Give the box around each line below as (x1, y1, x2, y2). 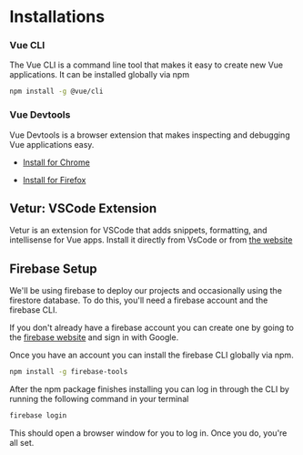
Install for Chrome (22, 157, 91, 168)
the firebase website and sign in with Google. (9, 332, 179, 343)
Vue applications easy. (9, 139, 95, 150)
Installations (9, 6, 106, 27)
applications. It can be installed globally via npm (9, 69, 189, 80)
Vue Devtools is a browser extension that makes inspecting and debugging (9, 129, 290, 140)
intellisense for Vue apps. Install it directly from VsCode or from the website (9, 234, 293, 245)
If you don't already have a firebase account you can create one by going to (9, 322, 294, 334)
